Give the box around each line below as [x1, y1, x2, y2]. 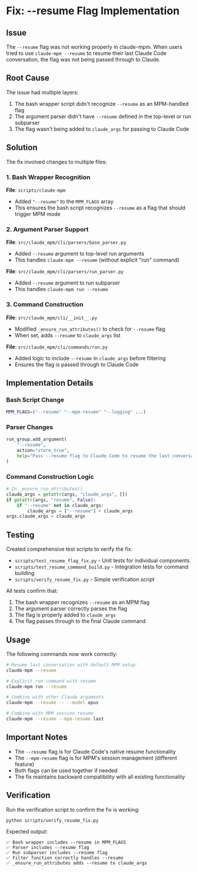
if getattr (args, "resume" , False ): [6, 497, 96, 503]
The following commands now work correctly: [6, 650, 118, 657]
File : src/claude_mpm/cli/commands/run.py [6, 343, 108, 350]
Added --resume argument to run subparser [14, 279, 120, 286]
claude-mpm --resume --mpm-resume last [6, 716, 104, 722]
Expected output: [6, 828, 48, 835]
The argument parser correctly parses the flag [14, 605, 128, 612]
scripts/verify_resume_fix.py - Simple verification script [14, 576, 155, 583]
